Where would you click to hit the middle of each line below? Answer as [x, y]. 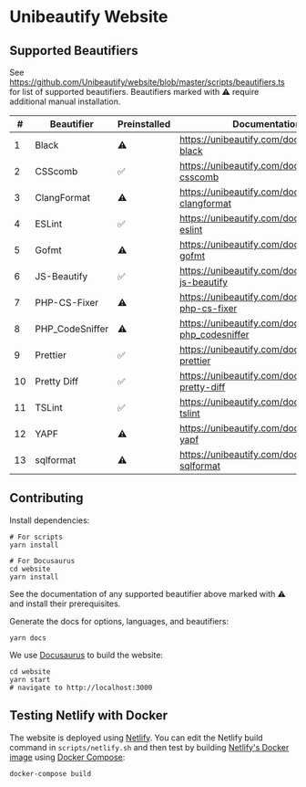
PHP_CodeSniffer [72, 329]
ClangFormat [63, 198]
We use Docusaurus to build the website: [87, 655]
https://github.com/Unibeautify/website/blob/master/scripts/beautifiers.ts [147, 82]
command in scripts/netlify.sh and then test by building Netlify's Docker [149, 747]
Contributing [46, 498]
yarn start [30, 679]
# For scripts [36, 537]
